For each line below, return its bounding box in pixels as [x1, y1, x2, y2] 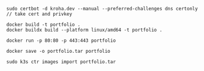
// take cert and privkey [6, 11, 72, 17]
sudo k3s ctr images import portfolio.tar [6, 59, 116, 65]
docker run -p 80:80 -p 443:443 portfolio [6, 38, 116, 44]
